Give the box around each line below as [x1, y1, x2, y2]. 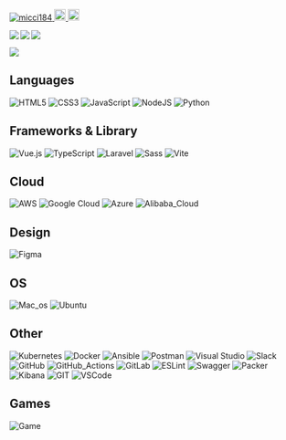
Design [9, 225, 51, 240]
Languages [9, 73, 75, 89]
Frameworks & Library [9, 123, 138, 139]
